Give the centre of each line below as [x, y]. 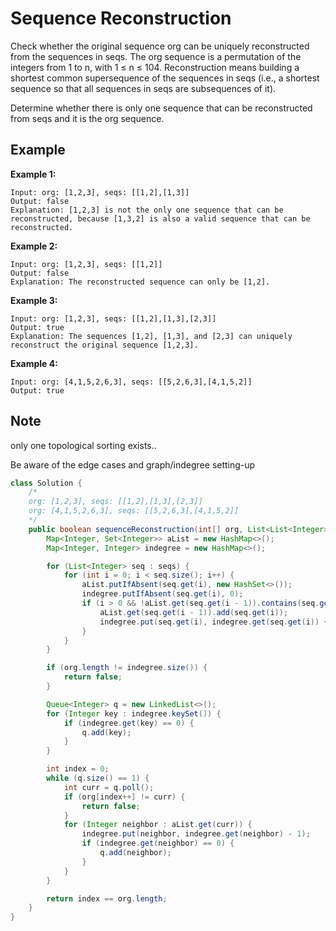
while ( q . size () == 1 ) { [98, 778]
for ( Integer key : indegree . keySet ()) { [134, 713]
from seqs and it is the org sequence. [87, 118]
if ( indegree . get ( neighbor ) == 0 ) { [158, 843]
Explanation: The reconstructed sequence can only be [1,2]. [140, 282]
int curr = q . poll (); [109, 787]
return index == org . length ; [107, 898]
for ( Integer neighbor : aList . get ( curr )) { [158, 825]
